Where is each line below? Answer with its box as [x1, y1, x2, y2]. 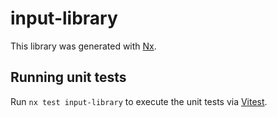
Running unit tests [10, 69, 127, 86]
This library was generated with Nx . [10, 40, 157, 52]
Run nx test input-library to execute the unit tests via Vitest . [10, 95, 268, 107]
